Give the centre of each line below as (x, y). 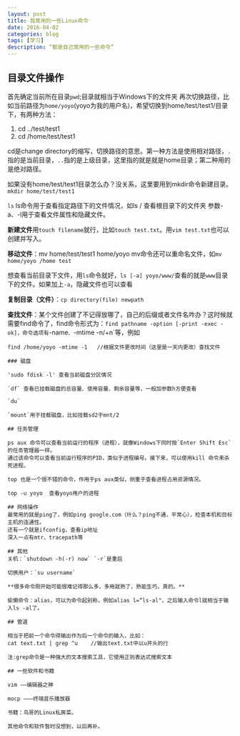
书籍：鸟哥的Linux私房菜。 (42, 712)
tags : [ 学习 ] (26, 41)
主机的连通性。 (26, 522)
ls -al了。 (27, 608)
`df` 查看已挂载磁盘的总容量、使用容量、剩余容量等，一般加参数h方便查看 (102, 389)
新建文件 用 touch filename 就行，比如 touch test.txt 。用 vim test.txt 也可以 (119, 229)
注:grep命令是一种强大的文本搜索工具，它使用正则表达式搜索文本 (90, 657)
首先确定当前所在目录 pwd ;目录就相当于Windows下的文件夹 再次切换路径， (115, 96)
